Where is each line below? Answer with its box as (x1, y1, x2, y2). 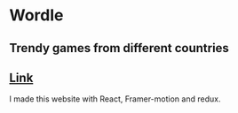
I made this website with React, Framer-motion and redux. (9, 94, 221, 104)
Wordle (9, 5, 64, 26)
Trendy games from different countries (9, 41, 229, 56)
